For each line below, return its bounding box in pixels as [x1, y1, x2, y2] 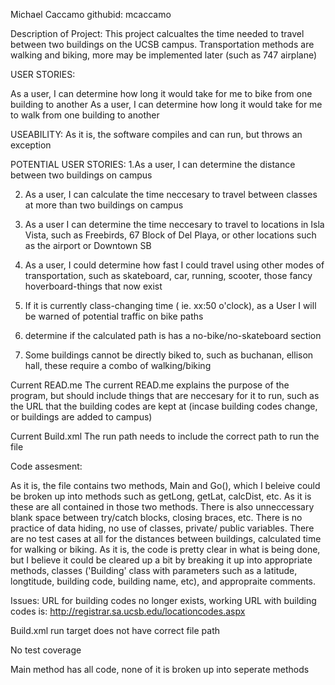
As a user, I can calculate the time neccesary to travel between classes [24, 189, 318, 200]
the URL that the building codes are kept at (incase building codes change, [10, 400, 318, 412]
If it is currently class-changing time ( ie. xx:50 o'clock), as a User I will [24, 300, 317, 311]
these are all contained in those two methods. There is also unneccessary [10, 501, 315, 513]
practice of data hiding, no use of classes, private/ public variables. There [10, 522, 315, 534]
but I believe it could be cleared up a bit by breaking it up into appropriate [10, 554, 313, 566]
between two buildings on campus [10, 169, 153, 181]
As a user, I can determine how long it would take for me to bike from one [10, 88, 313, 99]
